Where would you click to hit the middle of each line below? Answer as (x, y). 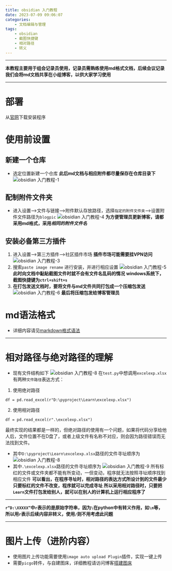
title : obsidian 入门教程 (31, 10)
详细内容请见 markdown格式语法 (46, 331)
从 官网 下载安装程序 (26, 117)
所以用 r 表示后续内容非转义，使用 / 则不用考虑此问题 (59, 514)
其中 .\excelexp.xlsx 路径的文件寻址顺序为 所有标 (88, 467)
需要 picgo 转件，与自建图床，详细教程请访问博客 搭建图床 (72, 563)
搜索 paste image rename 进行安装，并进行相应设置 (66, 267)
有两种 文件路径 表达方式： (38, 380)
